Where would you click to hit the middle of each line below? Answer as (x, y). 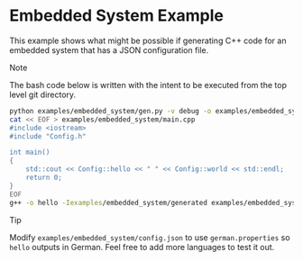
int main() (30, 153)
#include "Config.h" (48, 136)
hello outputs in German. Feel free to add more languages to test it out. (142, 247)
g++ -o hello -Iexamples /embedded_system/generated (108, 202)
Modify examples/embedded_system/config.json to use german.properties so (150, 237)
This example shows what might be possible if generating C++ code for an (148, 40)
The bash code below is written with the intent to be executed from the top (148, 85)
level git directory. (43, 94)
